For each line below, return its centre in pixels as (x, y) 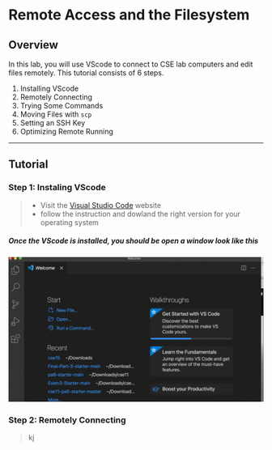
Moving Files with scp (56, 114)
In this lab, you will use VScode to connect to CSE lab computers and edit (131, 64)
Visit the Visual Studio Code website (101, 205)
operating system (70, 222)
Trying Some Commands (62, 106)
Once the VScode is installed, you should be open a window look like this (134, 241)
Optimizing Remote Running (66, 132)
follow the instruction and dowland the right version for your (140, 214)
